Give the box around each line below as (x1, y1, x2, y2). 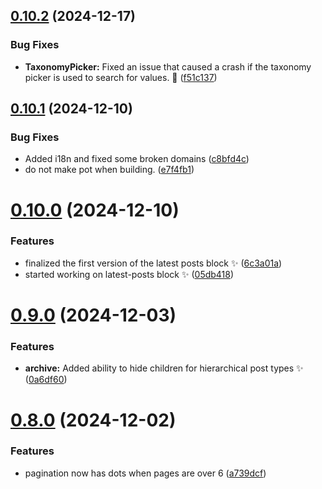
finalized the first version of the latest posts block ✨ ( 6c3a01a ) (24, 257, 283, 269)
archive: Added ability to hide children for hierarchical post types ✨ (24, 362, 304, 374)
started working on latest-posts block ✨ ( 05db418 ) (24, 268, 235, 280)
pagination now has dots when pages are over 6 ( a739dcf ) (24, 467, 267, 479)
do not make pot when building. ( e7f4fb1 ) (24, 164, 195, 176)
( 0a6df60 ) (24, 374, 68, 386)
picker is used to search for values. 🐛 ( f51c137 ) (24, 71, 218, 83)
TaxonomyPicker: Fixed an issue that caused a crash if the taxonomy (24, 60, 312, 73)
